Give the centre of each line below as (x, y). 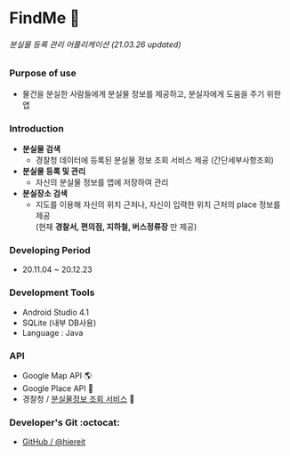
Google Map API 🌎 (57, 375)
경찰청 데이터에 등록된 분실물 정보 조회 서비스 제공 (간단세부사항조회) (154, 160)
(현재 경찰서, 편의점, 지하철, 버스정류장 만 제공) (116, 227)
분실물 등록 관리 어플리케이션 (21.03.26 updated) (95, 44)
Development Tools (52, 292)
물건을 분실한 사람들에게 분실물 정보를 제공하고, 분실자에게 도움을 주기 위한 (152, 93)
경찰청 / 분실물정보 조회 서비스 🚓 (78, 398)
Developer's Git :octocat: (64, 422)
